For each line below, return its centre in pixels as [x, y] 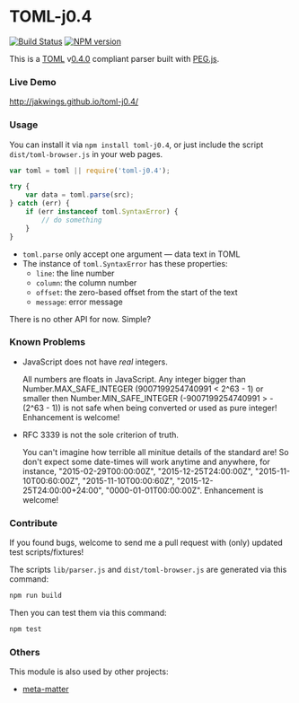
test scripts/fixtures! [47, 552]
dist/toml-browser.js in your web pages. [86, 154]
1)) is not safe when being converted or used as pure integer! [164, 408]
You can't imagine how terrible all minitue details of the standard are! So [155, 452]
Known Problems [48, 342]
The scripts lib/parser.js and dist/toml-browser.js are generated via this [148, 570]
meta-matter [45, 690]
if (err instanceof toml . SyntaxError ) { [102, 212]
